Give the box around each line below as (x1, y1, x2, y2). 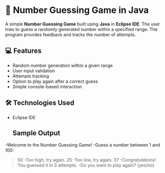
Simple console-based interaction (12, 83, 82, 89)
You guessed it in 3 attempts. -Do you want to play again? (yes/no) (17, 162, 155, 169)
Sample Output (12, 129, 61, 137)
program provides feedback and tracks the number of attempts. (5, 31, 136, 37)
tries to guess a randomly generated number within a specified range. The (5, 26, 158, 32)
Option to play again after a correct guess (12, 78, 98, 84)
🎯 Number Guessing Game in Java (5, 4, 149, 16)
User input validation (12, 67, 55, 74)
